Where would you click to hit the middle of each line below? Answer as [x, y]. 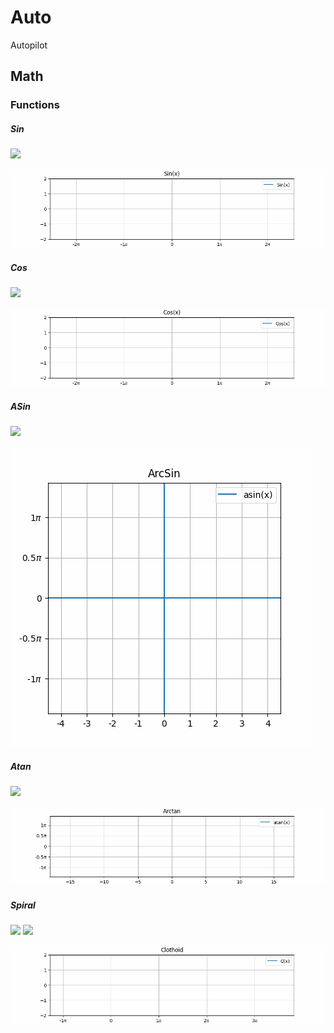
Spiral [23, 905]
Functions [35, 105]
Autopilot [29, 45]
